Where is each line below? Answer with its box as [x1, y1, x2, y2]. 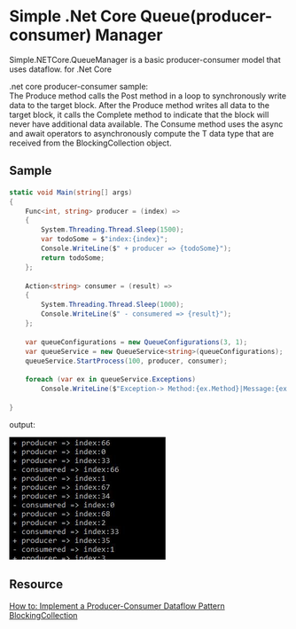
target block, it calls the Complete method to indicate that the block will [9, 109, 269, 120]
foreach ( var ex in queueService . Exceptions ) [25, 375, 197, 384]
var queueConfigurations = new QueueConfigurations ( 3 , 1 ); [25, 337, 248, 347]
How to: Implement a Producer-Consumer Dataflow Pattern [9, 601, 225, 611]
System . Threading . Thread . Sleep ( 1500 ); [41, 225, 184, 234]
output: [9, 419, 35, 429]
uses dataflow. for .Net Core [9, 64, 113, 75]
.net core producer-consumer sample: [9, 81, 149, 91]
